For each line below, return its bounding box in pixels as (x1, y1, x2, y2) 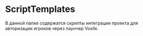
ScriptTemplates (5, 3, 75, 15)
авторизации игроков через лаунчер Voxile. (5, 25, 99, 31)
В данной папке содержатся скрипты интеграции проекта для (5, 20, 138, 26)
